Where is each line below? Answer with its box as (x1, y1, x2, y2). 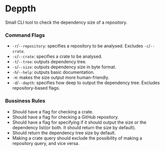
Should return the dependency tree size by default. (12, 130, 116, 136)
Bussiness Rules (5, 98, 46, 104)
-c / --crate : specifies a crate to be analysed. (12, 53, 102, 59)
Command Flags (5, 32, 45, 39)
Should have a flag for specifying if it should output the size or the (12, 119, 147, 125)
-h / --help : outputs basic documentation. (12, 69, 95, 75)
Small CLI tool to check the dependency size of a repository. (5, 19, 128, 25)
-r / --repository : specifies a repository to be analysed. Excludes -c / (12, 43, 151, 49)
